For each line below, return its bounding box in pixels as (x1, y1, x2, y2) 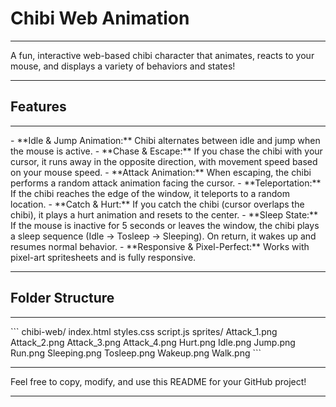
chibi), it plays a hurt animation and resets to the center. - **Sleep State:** (10, 208, 319, 221)
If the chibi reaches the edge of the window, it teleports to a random (10, 187, 290, 199)
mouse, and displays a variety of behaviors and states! (10, 60, 236, 72)
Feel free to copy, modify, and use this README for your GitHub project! (10, 375, 307, 387)
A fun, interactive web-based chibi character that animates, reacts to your (10, 49, 315, 61)
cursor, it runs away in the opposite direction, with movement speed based (10, 155, 318, 167)
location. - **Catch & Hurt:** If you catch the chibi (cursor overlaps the (10, 198, 305, 210)
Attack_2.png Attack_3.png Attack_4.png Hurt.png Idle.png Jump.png (10, 336, 296, 348)
